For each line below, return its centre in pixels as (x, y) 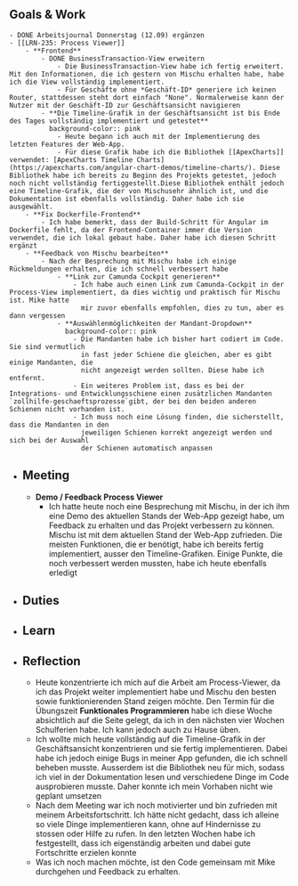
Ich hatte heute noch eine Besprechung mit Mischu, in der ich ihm (169, 506)
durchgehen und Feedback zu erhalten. (108, 872)
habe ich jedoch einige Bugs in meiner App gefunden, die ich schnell (161, 758)
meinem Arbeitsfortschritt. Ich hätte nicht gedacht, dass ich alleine (157, 815)
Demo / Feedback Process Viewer (99, 497)
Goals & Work (48, 15)
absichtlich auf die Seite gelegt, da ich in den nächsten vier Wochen (160, 720)
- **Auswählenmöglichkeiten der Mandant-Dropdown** (154, 323)
